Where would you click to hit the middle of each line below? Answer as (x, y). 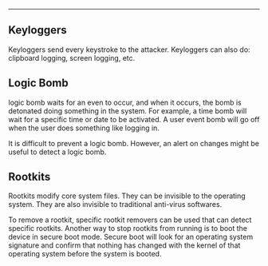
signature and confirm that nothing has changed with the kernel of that (124, 245)
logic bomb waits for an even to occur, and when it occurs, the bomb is (125, 102)
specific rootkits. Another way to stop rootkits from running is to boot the (128, 228)
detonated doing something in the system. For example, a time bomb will (128, 111)
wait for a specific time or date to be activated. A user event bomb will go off (134, 119)
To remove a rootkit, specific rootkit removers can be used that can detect (130, 220)
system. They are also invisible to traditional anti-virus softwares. (115, 204)
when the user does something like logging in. (84, 128)
